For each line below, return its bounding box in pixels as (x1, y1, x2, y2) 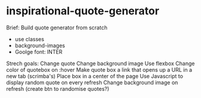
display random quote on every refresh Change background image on (6, 79, 178, 86)
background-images (14, 42, 65, 49)
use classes (14, 35, 45, 42)
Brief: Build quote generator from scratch (6, 24, 108, 31)
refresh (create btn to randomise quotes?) (6, 85, 109, 92)
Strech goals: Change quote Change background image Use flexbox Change (6, 60, 195, 67)
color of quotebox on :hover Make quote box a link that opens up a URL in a (6, 66, 193, 73)
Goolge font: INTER (14, 48, 63, 55)
